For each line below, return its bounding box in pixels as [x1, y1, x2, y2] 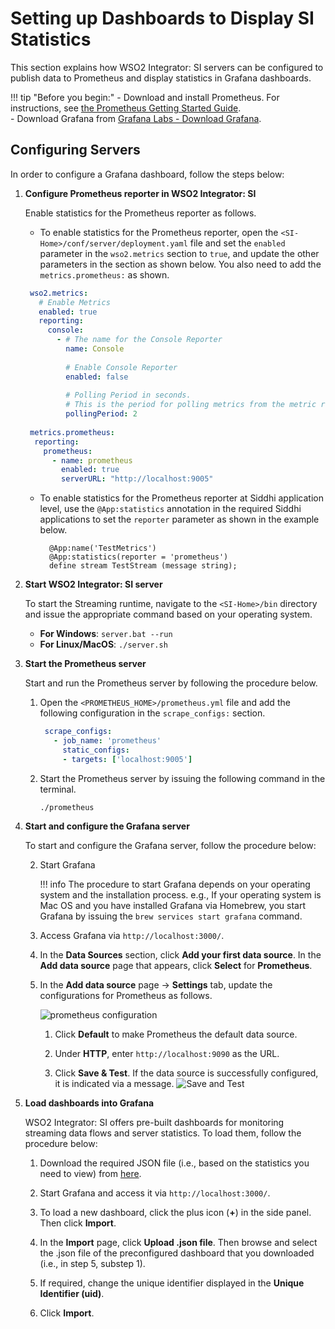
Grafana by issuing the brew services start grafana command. [39, 910, 303, 922]
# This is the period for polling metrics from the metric [65, 400, 317, 410]
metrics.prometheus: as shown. [39, 268, 170, 281]
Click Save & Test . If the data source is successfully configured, [54, 1067, 319, 1079]
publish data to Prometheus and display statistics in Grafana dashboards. [10, 72, 312, 84]
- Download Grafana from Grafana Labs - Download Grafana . [10, 112, 262, 124]
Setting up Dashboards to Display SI [10, 7, 315, 30]
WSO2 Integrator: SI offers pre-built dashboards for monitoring [24, 1116, 285, 1128]
